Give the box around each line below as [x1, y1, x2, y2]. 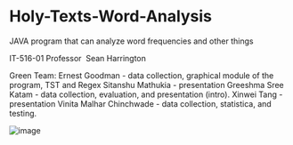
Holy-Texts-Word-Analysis [9, 6, 212, 27]
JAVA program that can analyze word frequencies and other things [9, 36, 254, 46]
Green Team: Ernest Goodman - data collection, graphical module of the [9, 69, 274, 81]
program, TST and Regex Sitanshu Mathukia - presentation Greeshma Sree [9, 79, 285, 90]
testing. [9, 108, 37, 118]
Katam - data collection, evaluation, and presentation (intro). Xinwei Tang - [9, 89, 283, 100]
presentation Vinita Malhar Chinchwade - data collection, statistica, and [9, 98, 272, 109]
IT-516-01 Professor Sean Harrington [9, 52, 147, 63]
